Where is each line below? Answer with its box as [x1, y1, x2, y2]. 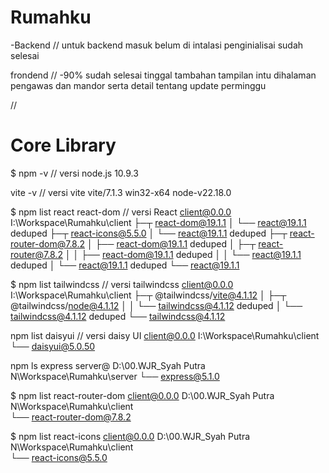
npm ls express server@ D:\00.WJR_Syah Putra [10, 359, 206, 371]
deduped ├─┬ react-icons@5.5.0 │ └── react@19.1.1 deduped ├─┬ [10, 227, 288, 239]
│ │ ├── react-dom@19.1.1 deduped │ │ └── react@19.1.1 [64, 248, 302, 260]
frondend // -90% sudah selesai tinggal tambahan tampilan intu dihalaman [10, 69, 317, 81]
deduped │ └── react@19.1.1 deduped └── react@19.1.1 [10, 259, 240, 271]
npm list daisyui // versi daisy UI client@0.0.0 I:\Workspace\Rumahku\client [10, 329, 320, 341]
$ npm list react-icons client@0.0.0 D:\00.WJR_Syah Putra [10, 430, 251, 442]
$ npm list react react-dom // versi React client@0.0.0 [10, 206, 232, 218]
